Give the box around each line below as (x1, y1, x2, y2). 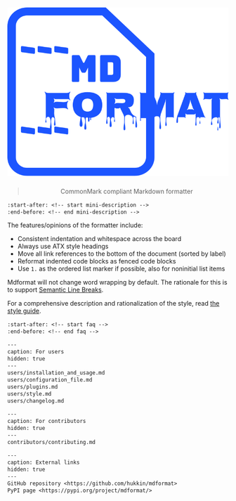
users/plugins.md (7, 383, 58, 390)
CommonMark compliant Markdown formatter (60, 187, 193, 195)
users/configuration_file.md (7, 376, 93, 383)
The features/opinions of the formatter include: (7, 221, 143, 229)
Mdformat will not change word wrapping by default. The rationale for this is (7, 278, 228, 286)
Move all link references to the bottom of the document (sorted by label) (17, 249, 226, 258)
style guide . (7, 306, 41, 315)
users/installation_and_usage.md (7, 369, 105, 376)
